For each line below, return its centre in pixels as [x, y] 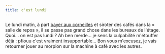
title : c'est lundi [26, 10]
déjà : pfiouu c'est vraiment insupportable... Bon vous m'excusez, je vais [81, 41]
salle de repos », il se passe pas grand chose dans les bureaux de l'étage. [82, 30]
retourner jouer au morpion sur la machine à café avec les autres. [74, 46]
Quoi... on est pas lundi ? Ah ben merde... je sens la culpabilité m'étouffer [82, 35]
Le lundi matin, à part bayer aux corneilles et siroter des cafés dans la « [80, 24]
